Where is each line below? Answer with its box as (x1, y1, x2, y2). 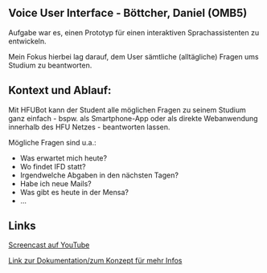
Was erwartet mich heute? (19, 153, 107, 163)
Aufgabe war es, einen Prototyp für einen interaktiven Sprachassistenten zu (8, 27, 260, 37)
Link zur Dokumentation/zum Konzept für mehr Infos (8, 256, 183, 266)
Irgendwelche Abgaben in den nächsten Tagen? (19, 170, 179, 180)
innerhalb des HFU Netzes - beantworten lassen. (8, 122, 170, 132)
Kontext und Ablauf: (8, 84, 112, 97)
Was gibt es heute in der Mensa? (19, 187, 129, 197)
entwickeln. (8, 36, 47, 46)
